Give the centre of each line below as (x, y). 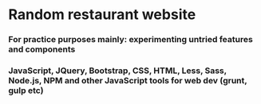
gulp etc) (26, 91)
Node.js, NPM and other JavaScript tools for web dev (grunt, (128, 81)
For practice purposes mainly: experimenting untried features (130, 40)
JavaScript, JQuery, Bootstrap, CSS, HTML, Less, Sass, (118, 71)
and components (42, 49)
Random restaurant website (102, 15)
